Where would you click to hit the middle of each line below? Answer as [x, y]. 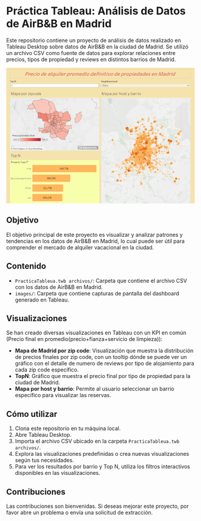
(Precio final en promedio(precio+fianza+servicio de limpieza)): [84, 339]
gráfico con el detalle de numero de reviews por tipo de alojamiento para [104, 364]
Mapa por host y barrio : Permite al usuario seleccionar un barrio [95, 389]
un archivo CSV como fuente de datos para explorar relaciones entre [91, 53]
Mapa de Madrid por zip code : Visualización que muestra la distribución [104, 351]
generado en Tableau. [42, 300]
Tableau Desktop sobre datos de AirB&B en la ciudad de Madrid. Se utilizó [97, 47]
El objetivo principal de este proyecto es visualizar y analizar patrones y [95, 234]
